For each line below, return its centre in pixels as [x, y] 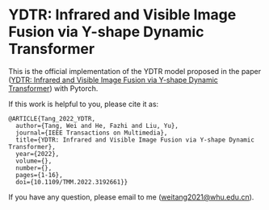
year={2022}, [38, 154]
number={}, [34, 168]
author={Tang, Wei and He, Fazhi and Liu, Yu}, [97, 126]
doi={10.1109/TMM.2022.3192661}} [72, 182]
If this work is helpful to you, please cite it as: [84, 104]
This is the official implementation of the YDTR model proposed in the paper [134, 71]
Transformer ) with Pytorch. [53, 88]
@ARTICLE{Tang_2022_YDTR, [52, 118]
